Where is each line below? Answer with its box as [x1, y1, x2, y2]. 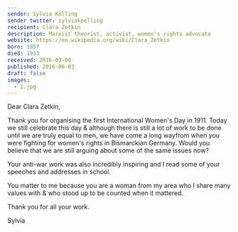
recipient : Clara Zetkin [7, 23, 81, 31]
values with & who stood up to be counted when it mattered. [7, 189, 184, 197]
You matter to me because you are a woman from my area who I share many [7, 182, 231, 190]
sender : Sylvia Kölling [7, 10, 78, 18]
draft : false [7, 70, 46, 77]
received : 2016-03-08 [7, 57, 72, 64]
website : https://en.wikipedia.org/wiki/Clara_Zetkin [7, 37, 171, 44]
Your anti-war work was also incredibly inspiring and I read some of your [7, 160, 220, 169]
